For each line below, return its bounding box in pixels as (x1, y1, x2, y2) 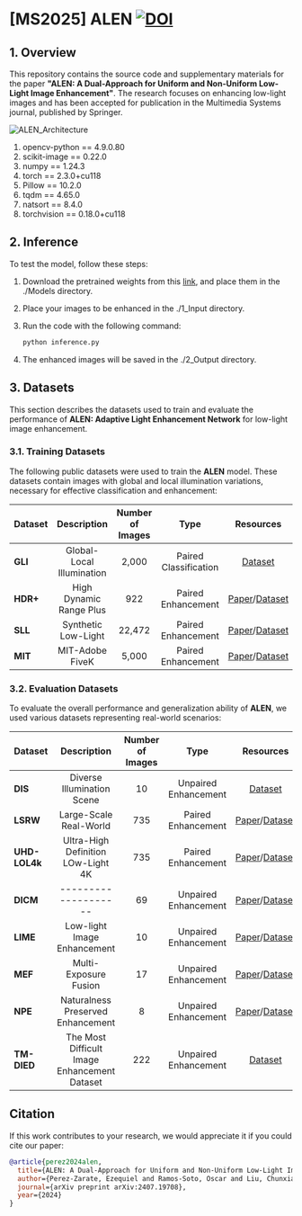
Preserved (64, 1006, 108, 1018)
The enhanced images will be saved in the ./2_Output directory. (22, 353, 257, 364)
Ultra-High (62, 835, 110, 847)
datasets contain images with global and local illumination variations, (9, 475, 263, 486)
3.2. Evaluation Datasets (9, 682, 119, 694)
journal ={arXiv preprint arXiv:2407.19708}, (17, 1183, 187, 1192)
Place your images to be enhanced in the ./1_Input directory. (22, 302, 245, 314)
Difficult (68, 1042, 103, 1055)
